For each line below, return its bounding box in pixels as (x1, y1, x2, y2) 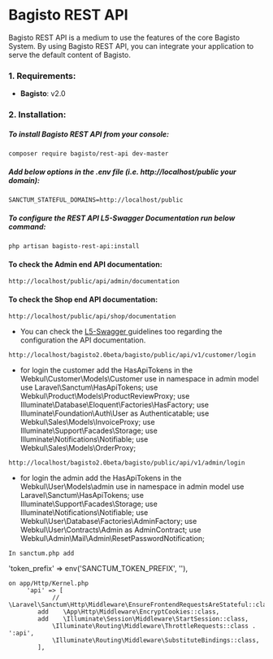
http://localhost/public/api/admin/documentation (8, 277, 180, 286)
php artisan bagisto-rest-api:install (8, 242, 140, 251)
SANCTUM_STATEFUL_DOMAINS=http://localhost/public (8, 196, 184, 204)
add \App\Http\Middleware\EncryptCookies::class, (37, 608, 220, 616)
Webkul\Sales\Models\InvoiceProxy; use (19, 417, 156, 427)
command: (8, 221, 46, 231)
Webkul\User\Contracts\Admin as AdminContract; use (19, 525, 201, 535)
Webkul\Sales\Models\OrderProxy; (19, 443, 136, 453)
